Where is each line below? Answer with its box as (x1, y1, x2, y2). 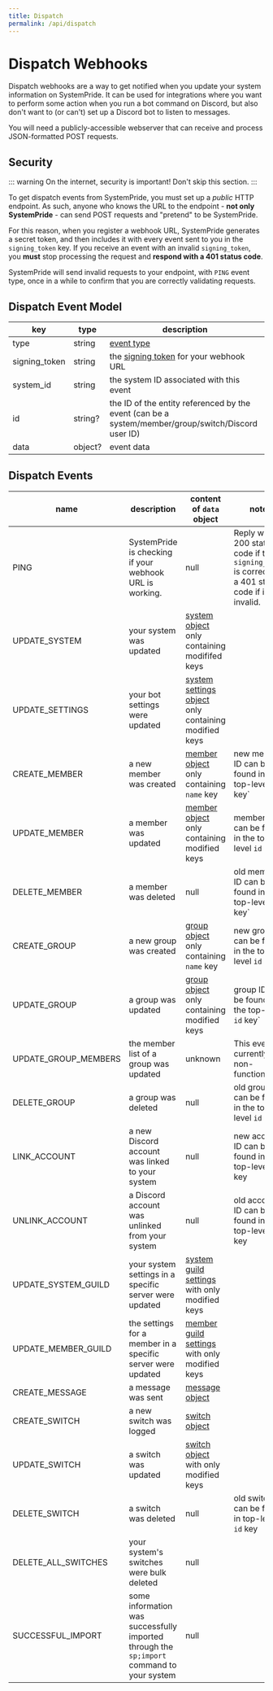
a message (128, 1381, 171, 1392)
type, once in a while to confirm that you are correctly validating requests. (8, 276, 256, 286)
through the (128, 1641, 174, 1652)
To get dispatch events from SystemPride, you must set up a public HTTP (8, 193, 254, 203)
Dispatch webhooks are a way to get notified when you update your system (8, 81, 262, 91)
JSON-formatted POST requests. (8, 132, 119, 142)
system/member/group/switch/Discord (109, 418, 258, 430)
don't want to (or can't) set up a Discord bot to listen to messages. (8, 107, 231, 117)
